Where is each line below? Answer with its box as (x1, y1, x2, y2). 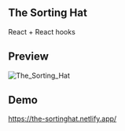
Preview (8, 50, 50, 64)
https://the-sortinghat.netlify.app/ (8, 114, 117, 124)
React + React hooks (8, 27, 76, 36)
